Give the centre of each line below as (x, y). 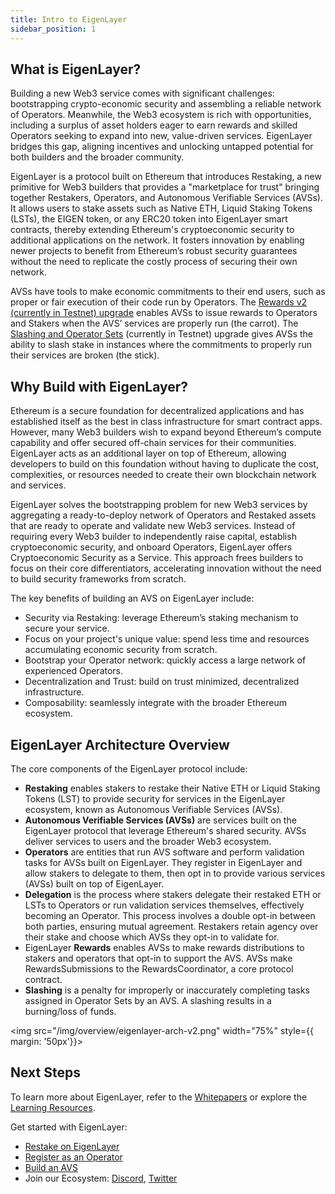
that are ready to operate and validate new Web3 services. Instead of (153, 526)
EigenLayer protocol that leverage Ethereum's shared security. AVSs (165, 830)
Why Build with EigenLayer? (99, 386)
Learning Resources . (53, 1107)
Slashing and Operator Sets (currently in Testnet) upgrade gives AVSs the (162, 334)
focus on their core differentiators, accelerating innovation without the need (166, 568)
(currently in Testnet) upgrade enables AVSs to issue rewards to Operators (164, 313)
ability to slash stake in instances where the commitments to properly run (161, 345)
